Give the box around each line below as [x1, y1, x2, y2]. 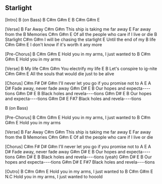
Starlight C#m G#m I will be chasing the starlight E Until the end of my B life [5, 36, 156, 42]
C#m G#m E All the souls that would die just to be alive [5, 70, 114, 77]
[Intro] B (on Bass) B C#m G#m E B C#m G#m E [5, 17, 100, 22]
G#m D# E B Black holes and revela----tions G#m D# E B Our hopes [16, 90, 152, 96]
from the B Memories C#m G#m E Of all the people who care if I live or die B [5, 31, 158, 37]
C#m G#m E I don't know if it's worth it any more [5, 41, 102, 48]
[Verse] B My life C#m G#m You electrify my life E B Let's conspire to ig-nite [5, 66, 158, 71]
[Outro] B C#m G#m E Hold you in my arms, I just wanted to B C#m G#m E [5, 168, 153, 174]
